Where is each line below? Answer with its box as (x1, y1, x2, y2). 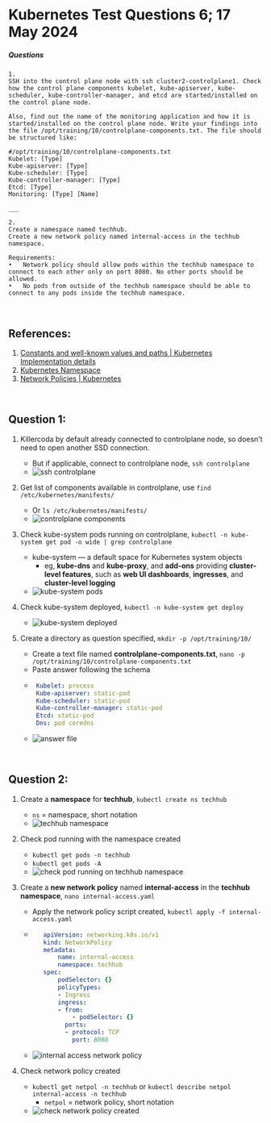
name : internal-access (57, 954, 135, 962)
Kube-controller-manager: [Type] (8, 176, 121, 185)
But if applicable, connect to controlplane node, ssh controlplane (31, 458, 250, 468)
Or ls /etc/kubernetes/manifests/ (31, 505, 148, 515)
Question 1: (8, 413, 67, 427)
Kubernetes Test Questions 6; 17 (8, 6, 231, 24)
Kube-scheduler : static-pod (35, 696, 131, 705)
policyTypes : (57, 983, 102, 991)
